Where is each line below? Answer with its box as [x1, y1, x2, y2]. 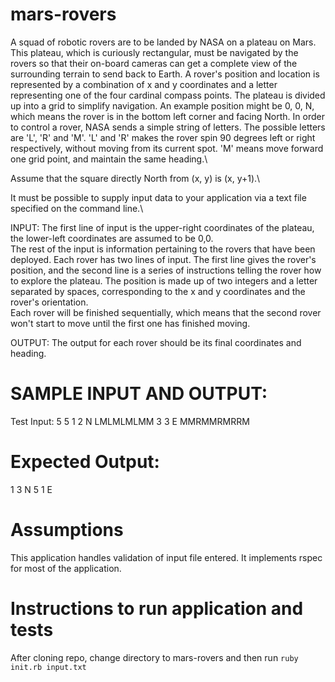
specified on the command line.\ [10, 202, 144, 214]
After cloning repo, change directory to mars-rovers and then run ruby [10, 651, 299, 663]
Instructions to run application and [10, 597, 304, 620]
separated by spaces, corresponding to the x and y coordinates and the [10, 285, 306, 297]
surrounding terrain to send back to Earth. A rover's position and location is [10, 68, 320, 80]
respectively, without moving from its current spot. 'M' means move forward [10, 142, 324, 154]
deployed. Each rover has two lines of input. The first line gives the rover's [10, 253, 317, 265]
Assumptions [10, 519, 124, 541]
